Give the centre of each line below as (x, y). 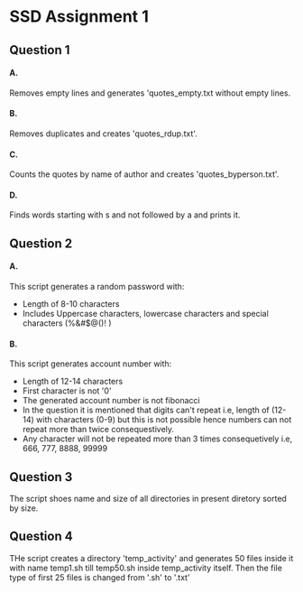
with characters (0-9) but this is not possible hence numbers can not (164, 420)
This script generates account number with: (91, 364)
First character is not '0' (67, 391)
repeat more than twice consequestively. (98, 430)
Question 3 (41, 477)
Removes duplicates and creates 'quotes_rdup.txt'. (104, 134)
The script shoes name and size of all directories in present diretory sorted (148, 499)
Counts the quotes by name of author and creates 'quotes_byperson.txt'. (144, 174)
